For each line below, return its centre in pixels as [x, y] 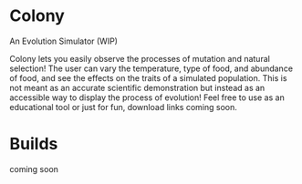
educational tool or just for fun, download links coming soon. [123, 107]
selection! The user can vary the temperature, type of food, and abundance [151, 68]
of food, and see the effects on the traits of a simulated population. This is [148, 77]
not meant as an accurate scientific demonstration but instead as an [137, 87]
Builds [34, 144]
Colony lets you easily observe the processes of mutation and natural [140, 58]
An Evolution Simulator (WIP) [64, 41]
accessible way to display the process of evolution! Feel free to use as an [147, 97]
